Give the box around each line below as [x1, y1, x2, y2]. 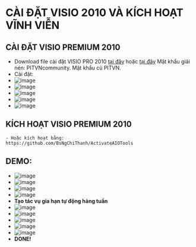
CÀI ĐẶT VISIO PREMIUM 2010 [5, 42, 121, 52]
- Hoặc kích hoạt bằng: [5, 135, 65, 141]
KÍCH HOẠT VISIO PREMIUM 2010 [5, 119, 132, 129]
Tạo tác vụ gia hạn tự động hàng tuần [14, 197, 108, 204]
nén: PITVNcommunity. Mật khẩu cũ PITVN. [14, 64, 121, 71]
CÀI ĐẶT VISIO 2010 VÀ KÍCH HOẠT [5, 6, 184, 20]
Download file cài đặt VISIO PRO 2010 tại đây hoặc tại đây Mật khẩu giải [14, 58, 191, 65]
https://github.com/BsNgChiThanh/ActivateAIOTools [5, 140, 134, 146]
